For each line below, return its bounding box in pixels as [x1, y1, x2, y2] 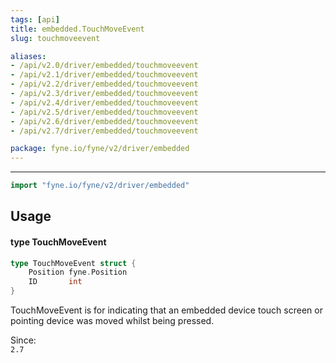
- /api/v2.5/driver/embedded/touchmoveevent [10, 107, 199, 117]
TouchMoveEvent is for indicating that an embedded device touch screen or [10, 304, 323, 316]
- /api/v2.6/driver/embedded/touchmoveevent [10, 116, 199, 126]
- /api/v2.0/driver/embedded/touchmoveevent [10, 61, 199, 71]
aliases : [10, 51, 47, 61]
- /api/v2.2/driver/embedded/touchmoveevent [10, 79, 199, 90]
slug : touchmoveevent [10, 33, 101, 43]
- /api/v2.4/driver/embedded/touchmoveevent [10, 97, 199, 108]
